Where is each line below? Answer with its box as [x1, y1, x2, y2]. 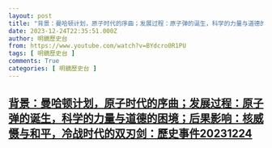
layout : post [8, 11, 53, 20]
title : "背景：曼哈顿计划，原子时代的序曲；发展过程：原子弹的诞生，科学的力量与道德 [8, 19, 261, 27]
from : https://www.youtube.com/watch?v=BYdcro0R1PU [8, 42, 186, 50]
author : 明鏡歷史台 [8, 34, 68, 43]
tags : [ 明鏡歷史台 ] [8, 49, 75, 57]
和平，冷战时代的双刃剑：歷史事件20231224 [29, 127, 253, 141]
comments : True [8, 57, 60, 66]
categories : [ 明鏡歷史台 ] [8, 65, 97, 73]
